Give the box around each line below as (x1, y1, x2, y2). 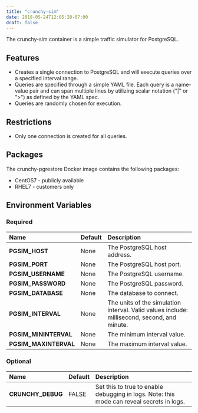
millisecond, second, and (107, 313, 177, 322)
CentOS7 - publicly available (14, 176, 84, 183)
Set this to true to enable (95, 382, 163, 391)
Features (6, 53, 39, 63)
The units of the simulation (107, 299, 181, 307)
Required (6, 218, 33, 226)
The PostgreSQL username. (107, 270, 184, 278)
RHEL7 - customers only (14, 183, 74, 190)
